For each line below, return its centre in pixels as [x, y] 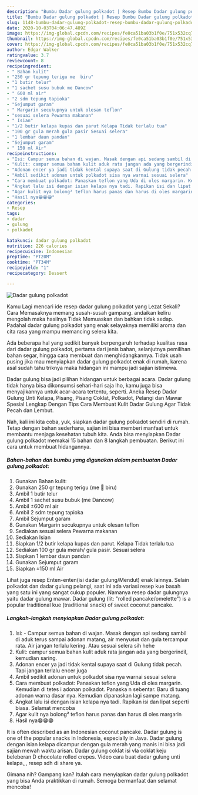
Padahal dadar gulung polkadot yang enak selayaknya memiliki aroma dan [96, 325]
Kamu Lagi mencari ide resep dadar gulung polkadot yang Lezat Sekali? [94, 306]
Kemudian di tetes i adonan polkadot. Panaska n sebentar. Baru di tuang [102, 689]
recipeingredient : [29, 66]
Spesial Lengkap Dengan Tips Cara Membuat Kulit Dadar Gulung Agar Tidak [99, 404]
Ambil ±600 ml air [37, 506]
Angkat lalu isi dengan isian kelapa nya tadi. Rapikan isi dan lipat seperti [102, 702]
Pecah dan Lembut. [30, 410]
